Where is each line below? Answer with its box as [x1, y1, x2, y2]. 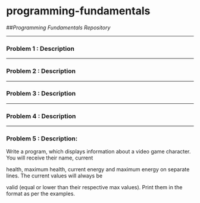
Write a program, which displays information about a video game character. [6, 148, 191, 155]
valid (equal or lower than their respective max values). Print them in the [6, 184, 183, 191]
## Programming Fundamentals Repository [6, 24, 111, 31]
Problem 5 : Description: [6, 134, 78, 143]
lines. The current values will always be [6, 172, 103, 180]
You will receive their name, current [6, 154, 93, 162]
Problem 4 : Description [6, 112, 76, 120]
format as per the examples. [6, 190, 76, 198]
